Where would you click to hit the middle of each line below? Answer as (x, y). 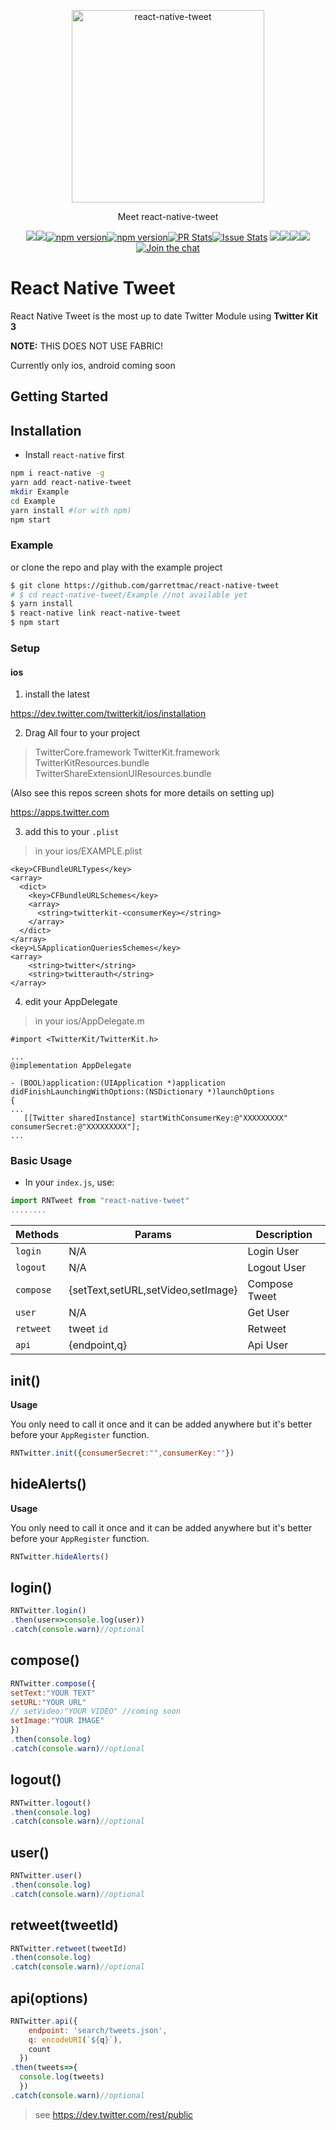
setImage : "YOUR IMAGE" (57, 1721)
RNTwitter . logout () (51, 1803)
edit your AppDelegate (71, 1002)
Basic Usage (41, 1161)
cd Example (33, 501)
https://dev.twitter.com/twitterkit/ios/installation (108, 714)
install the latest (57, 694)
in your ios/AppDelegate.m (89, 1021)
